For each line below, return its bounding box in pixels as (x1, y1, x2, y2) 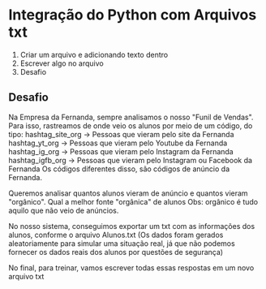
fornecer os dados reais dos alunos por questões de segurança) (8, 247, 224, 257)
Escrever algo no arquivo (19, 58, 104, 68)
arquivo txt (8, 271, 45, 281)
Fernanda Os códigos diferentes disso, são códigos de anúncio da (8, 164, 230, 174)
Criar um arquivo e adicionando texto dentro (19, 50, 169, 59)
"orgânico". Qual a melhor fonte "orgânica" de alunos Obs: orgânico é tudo (8, 196, 258, 206)
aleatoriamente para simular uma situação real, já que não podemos (8, 238, 235, 248)
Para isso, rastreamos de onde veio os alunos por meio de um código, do (8, 120, 253, 131)
